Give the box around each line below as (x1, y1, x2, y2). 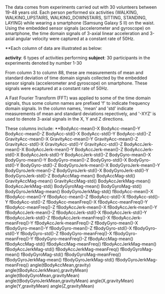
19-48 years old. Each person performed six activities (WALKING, (5, 9, 138, 15)
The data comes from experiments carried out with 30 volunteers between (5, 4, 157, 10)
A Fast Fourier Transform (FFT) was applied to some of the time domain (5, 95, 151, 101)
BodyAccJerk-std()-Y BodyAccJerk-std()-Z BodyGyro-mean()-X (20, 152, 151, 158)
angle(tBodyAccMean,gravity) (30, 262, 91, 268)
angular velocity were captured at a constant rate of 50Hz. (15, 36, 135, 42)
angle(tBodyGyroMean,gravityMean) (5, 273, 80, 278)
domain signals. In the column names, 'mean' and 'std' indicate (5, 106, 133, 111)
